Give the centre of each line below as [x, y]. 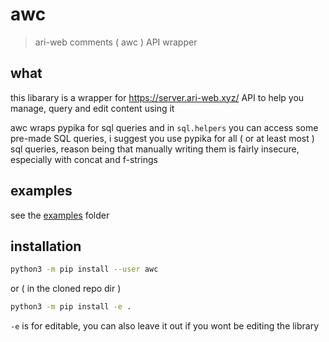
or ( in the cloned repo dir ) [66, 289]
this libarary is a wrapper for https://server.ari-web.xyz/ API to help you [157, 97]
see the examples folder [60, 215]
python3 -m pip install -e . [71, 307]
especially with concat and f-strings [84, 159]
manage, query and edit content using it [92, 108]
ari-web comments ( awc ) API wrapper [116, 42]
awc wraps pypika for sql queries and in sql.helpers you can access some [164, 127]
